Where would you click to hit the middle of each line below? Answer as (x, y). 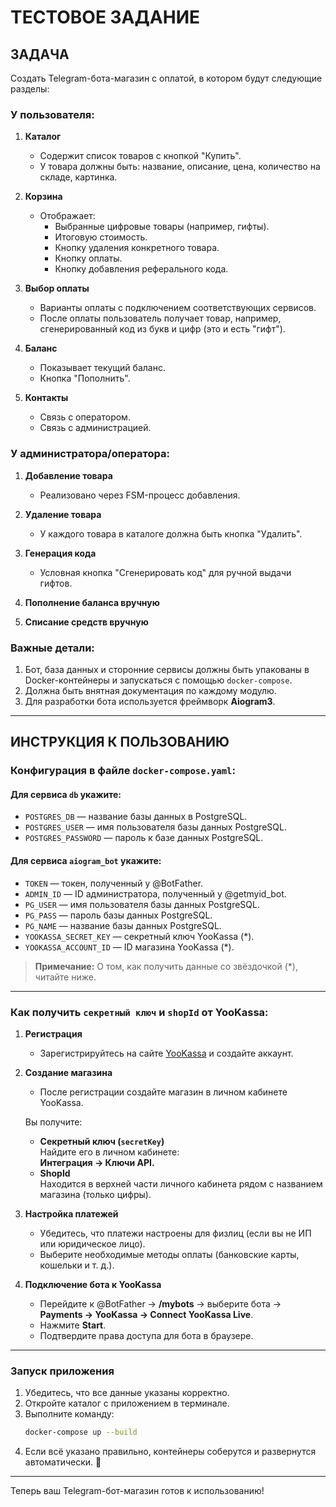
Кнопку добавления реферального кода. (141, 269)
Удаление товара (63, 514)
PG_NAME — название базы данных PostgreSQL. (123, 925)
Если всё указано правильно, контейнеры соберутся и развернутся (170, 1452)
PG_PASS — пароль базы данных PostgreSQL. (118, 915)
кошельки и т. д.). (77, 1265)
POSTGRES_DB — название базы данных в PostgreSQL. (136, 817)
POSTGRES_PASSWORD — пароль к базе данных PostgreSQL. (144, 838)
